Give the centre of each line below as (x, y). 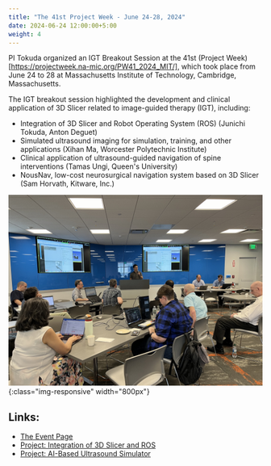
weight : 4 (25, 34)
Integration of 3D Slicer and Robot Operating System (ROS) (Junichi (133, 124)
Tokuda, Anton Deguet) (59, 132)
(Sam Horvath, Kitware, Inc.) (67, 184)
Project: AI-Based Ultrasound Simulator (85, 454)
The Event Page (46, 437)
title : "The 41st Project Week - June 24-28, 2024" (97, 17)
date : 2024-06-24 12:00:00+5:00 (63, 25)
